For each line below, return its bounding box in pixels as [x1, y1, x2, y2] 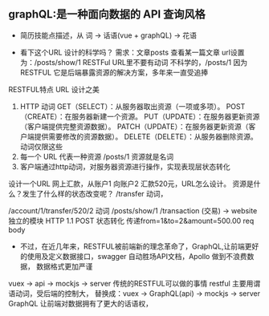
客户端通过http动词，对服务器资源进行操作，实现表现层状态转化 [19, 161, 230, 171]
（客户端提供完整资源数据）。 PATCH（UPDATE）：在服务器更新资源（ [19, 121, 249, 131]
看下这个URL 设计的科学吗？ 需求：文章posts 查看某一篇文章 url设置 [19, 47, 245, 57]
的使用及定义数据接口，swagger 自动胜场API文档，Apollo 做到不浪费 [19, 251, 247, 261]
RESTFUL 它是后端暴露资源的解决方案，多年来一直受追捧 [19, 67, 209, 77]
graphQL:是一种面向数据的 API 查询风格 [8, 7, 206, 22]
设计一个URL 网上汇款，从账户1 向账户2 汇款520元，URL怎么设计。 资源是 [8, 179, 255, 188]
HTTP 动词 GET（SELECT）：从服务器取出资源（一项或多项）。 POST [19, 101, 246, 111]
